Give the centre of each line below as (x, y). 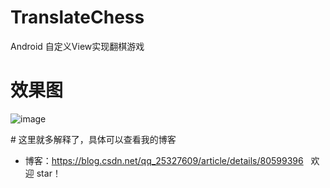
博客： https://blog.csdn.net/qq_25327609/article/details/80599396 (164, 160)
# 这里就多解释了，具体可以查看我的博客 (93, 139)
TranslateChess (77, 17)
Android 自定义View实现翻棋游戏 (77, 46)
